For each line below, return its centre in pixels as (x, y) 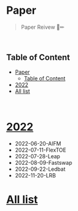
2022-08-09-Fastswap (43, 162)
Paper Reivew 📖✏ (43, 27)
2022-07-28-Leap (37, 156)
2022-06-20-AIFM (38, 143)
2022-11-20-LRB (35, 175)
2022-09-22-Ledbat (40, 169)
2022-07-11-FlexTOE (40, 150)
